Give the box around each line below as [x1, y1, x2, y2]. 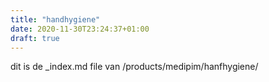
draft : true [10, 33, 60, 43]
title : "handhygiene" [10, 14, 101, 25]
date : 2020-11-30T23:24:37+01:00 [10, 24, 150, 34]
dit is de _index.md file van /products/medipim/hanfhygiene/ [10, 61, 259, 73]
